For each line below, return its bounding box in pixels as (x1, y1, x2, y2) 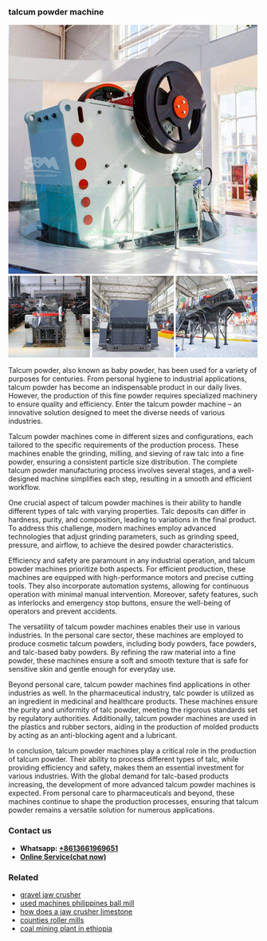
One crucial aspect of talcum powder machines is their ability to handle (8, 498, 241, 508)
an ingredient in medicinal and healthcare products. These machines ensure (8, 696, 258, 707)
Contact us (8, 825, 52, 837)
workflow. (8, 483, 41, 492)
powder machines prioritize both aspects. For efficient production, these (8, 564, 246, 574)
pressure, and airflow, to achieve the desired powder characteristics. (8, 540, 234, 550)
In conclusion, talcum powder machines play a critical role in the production (8, 746, 257, 755)
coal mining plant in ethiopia (19, 923, 113, 933)
